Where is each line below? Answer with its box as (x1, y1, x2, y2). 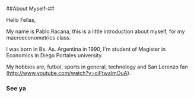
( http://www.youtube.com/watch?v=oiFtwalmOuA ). (6, 70, 131, 76)
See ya (6, 84, 27, 92)
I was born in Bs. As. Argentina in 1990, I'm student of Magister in (6, 45, 166, 53)
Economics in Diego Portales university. (6, 52, 103, 58)
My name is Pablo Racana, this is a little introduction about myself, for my (6, 28, 185, 35)
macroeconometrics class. (6, 34, 71, 41)
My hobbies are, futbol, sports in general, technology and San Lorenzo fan (6, 63, 188, 70)
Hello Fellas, (6, 17, 36, 23)
